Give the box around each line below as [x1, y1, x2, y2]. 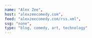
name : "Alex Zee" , [4, 7, 43, 12]
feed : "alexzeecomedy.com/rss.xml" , [4, 16, 81, 21]
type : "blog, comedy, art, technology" [4, 26, 88, 31]
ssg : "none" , [4, 21, 32, 26]
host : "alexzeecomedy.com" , [4, 12, 63, 17]
